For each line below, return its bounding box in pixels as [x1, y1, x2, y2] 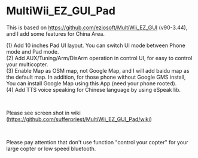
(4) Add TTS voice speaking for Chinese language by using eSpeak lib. [6, 86, 181, 93]
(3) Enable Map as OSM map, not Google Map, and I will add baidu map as [6, 67, 190, 74]
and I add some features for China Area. [6, 30, 105, 37]
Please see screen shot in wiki [6, 109, 81, 116]
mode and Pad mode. [6, 48, 59, 55]
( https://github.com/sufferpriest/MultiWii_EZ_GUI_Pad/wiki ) [6, 115, 153, 123]
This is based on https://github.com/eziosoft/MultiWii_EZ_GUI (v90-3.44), [6, 24, 188, 31]
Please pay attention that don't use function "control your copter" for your [6, 138, 188, 145]
